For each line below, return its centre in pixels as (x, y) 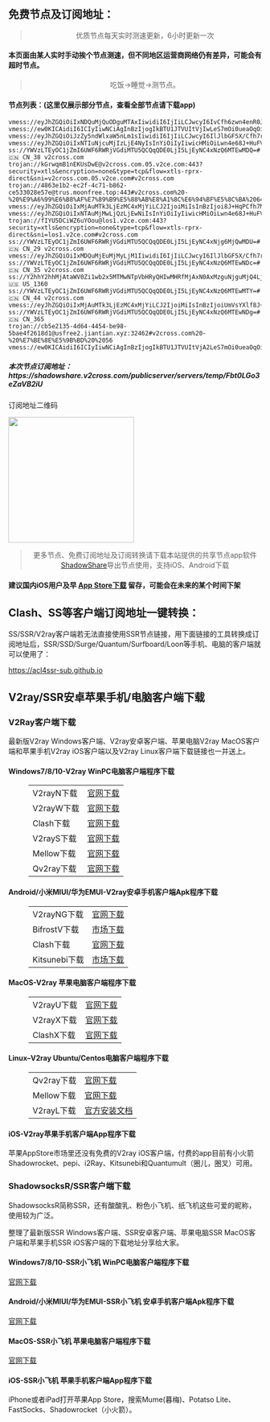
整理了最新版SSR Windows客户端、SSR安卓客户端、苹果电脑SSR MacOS (129, 1232)
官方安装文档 (108, 1111)
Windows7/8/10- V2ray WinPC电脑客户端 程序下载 (92, 771)
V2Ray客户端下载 (42, 722)
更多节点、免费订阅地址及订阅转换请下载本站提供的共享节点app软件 (145, 555)
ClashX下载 (54, 1035)
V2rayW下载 (56, 809)
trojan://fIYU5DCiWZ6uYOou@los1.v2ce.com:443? (88, 221)
